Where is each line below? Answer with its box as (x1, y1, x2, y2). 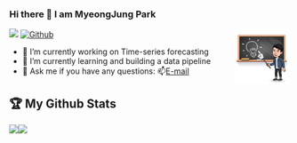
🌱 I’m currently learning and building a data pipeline (21, 56, 212, 67)
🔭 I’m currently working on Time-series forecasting (21, 46, 209, 57)
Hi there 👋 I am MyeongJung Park (9, 8, 157, 20)
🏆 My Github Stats (9, 96, 117, 111)
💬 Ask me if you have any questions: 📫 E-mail (21, 66, 189, 76)
